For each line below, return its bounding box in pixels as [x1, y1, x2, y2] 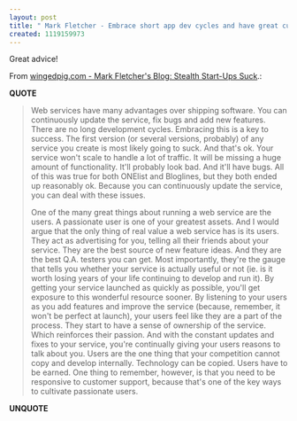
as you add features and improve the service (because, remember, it [30, 301, 281, 312]
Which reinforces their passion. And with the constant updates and [30, 330, 275, 340]
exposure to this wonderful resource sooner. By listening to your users [30, 292, 287, 302]
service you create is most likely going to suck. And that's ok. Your [30, 143, 274, 153]
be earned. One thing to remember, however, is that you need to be [30, 367, 276, 378]
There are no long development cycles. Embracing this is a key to [30, 124, 270, 135]
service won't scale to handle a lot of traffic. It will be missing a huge [30, 152, 281, 163]
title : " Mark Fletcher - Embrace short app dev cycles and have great [9, 21, 278, 30]
